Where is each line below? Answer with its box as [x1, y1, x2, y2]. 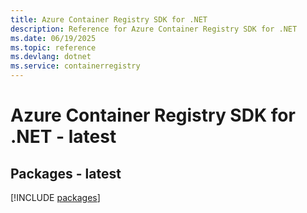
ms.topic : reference [10, 42, 97, 53]
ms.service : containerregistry [10, 61, 141, 71]
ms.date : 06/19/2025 [10, 33, 97, 43]
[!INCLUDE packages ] [10, 192, 101, 203]
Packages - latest [10, 165, 122, 182]
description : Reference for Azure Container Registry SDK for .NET [10, 24, 298, 34]
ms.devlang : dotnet [10, 52, 92, 62]
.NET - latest [10, 126, 117, 148]
